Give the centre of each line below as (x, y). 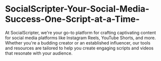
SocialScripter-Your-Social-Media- (77, 9)
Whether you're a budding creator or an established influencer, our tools (78, 43)
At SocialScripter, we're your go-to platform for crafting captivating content (80, 32)
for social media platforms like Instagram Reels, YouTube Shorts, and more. (80, 38)
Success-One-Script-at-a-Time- (72, 19)
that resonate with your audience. (39, 53)
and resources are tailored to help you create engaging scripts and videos (79, 48)
